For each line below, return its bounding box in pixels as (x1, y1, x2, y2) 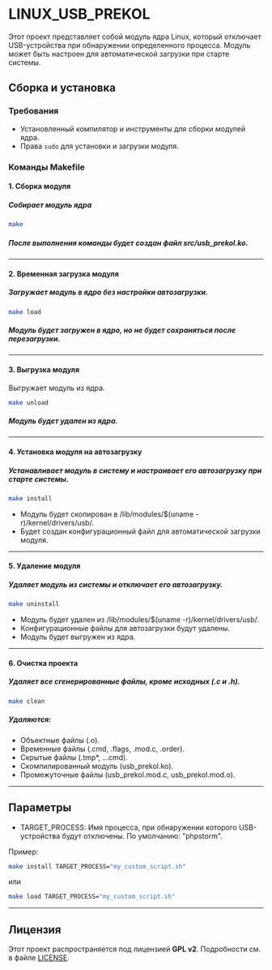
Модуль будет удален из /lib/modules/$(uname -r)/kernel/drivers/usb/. (19, 615, 260, 624)
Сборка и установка (8, 81, 116, 95)
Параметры (8, 800, 72, 815)
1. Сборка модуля (8, 182, 71, 191)
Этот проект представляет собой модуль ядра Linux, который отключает (8, 32, 261, 41)
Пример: (8, 847, 39, 856)
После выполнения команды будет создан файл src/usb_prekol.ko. (8, 238, 249, 247)
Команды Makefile (8, 161, 85, 173)
